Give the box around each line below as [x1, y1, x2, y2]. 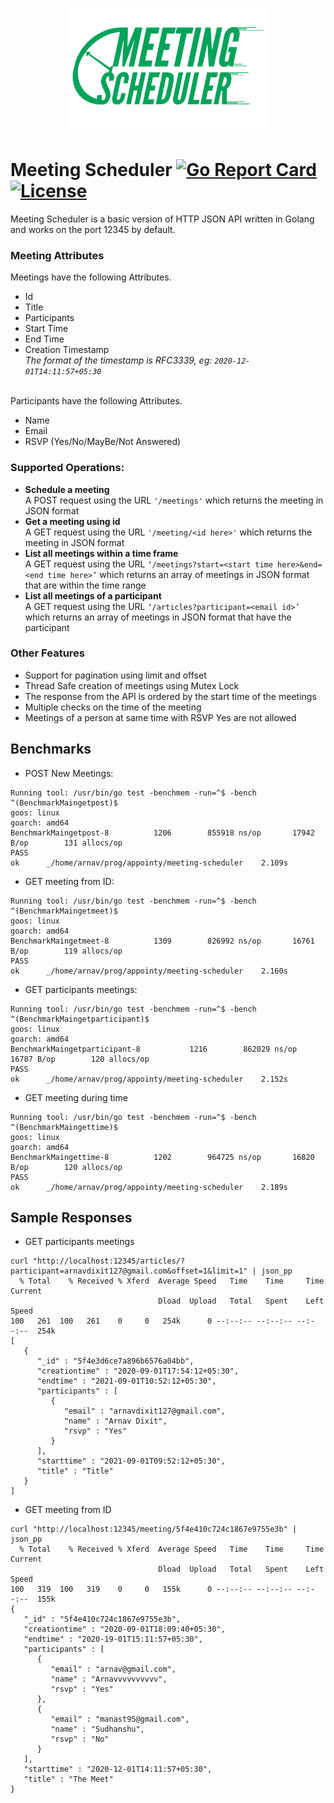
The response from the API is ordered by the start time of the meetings [24, 690, 317, 702]
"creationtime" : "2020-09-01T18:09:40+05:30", [23, 1624, 226, 1635]
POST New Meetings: [24, 767, 114, 779]
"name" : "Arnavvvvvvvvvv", [50, 1674, 168, 1685]
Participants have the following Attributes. [10, 395, 183, 407]
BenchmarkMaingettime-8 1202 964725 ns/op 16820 [10, 1152, 315, 1162]
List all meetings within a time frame [24, 547, 179, 559]
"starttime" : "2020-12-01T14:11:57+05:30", [23, 1764, 213, 1775]
